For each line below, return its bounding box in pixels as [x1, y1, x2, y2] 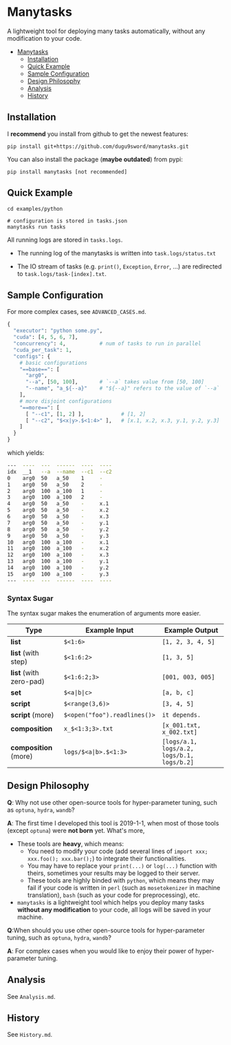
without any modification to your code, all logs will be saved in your [16, 905, 211, 914]
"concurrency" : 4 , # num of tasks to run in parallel [13, 340, 201, 347]
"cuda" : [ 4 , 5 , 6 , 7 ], [13, 334, 78, 341]
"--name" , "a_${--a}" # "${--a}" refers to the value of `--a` [25, 385, 220, 392]
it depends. [162, 710, 201, 719]
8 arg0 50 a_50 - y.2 [7, 526, 109, 533]
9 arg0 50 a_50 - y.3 [7, 532, 109, 539]
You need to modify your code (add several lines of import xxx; [27, 847, 208, 855]
